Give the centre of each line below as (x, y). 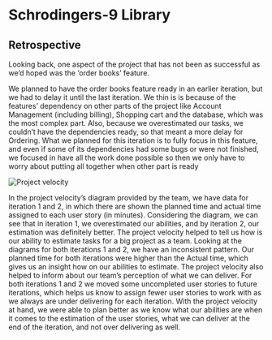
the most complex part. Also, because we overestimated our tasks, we (126, 123)
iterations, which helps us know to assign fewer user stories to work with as (135, 293)
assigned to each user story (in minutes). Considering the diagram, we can (133, 215)
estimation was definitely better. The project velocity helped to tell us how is (136, 232)
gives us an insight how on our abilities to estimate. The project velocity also (136, 267)
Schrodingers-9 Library (90, 15)
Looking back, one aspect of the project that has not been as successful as (134, 64)
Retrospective (45, 45)
